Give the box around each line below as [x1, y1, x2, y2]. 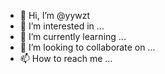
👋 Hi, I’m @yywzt [19, 10, 91, 21]
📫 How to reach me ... [19, 53, 113, 64]
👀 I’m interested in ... [19, 20, 105, 32]
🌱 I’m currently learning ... [19, 31, 127, 42]
